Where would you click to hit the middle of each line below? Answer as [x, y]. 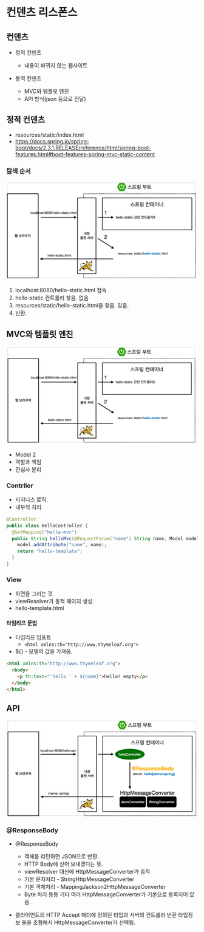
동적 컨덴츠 [28, 78]
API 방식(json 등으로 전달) [55, 99]
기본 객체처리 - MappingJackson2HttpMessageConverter [95, 886]
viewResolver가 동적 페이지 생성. [54, 601]
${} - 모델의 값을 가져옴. [44, 651]
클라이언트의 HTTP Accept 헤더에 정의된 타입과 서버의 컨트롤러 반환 [96, 914]
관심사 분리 [28, 469]
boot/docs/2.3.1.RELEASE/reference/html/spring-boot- [83, 148]
